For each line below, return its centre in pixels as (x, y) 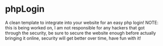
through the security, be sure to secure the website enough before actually (81, 33)
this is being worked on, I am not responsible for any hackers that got (75, 27)
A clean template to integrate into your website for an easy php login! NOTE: (82, 23)
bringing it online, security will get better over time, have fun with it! (73, 38)
